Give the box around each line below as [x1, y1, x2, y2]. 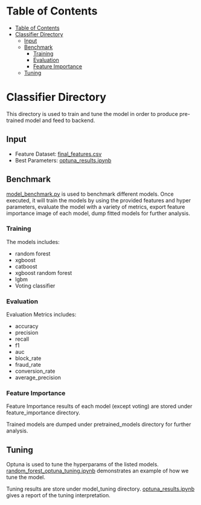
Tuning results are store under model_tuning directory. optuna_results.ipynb [6, 485, 195, 493]
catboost [14, 263, 37, 270]
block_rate [14, 355, 42, 362]
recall [14, 335, 29, 343]
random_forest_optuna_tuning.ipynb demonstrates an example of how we [6, 467, 189, 475]
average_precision [14, 374, 62, 381]
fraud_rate [14, 361, 41, 368]
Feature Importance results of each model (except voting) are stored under [6, 403, 193, 410]
